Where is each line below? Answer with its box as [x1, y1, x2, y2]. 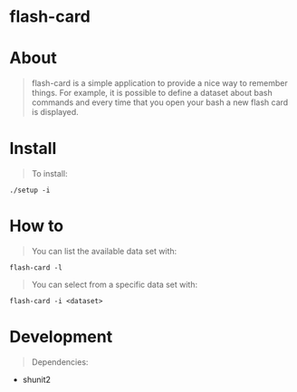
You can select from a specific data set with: [31, 279, 197, 290]
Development [9, 327, 113, 348]
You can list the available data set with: [31, 246, 177, 256]
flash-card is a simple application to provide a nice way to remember [31, 78, 288, 89]
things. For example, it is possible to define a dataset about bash [31, 88, 273, 99]
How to [9, 215, 64, 236]
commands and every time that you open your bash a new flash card [31, 97, 289, 108]
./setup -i [9, 186, 51, 196]
